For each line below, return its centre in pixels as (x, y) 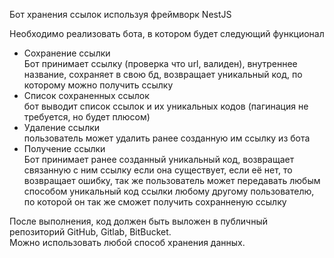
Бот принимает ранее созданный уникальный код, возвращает (159, 159)
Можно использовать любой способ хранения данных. (127, 242)
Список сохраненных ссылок (86, 95)
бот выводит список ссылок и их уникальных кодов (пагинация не (166, 106)
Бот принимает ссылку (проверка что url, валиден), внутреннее (160, 63)
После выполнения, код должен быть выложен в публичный (138, 221)
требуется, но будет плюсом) (87, 117)
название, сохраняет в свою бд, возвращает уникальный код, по (163, 74)
